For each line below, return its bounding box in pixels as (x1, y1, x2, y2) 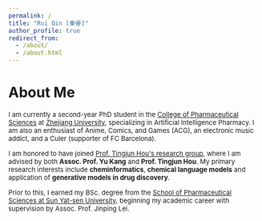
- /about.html (15, 49, 62, 57)
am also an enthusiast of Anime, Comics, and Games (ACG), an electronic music (8, 126, 254, 135)
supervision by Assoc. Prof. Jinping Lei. (8, 203, 130, 213)
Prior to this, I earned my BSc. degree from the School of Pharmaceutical (8, 187, 232, 197)
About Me (8, 83, 75, 102)
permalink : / (8, 11, 52, 20)
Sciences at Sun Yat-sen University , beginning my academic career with (8, 195, 230, 205)
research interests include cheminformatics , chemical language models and (8, 165, 246, 174)
